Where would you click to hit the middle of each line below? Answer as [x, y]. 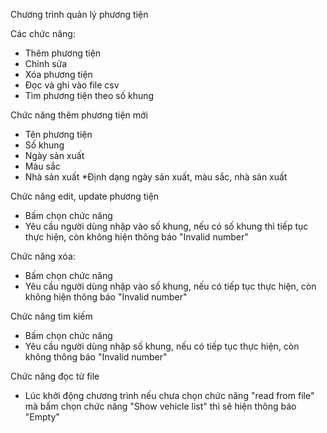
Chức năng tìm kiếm [51, 316]
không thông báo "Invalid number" [96, 357]
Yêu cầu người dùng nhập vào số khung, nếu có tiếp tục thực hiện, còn [170, 286]
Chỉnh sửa [46, 63]
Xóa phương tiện [58, 74]
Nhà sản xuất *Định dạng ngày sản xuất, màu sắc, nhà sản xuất [156, 177]
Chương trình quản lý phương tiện [79, 14]
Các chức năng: [43, 33]
